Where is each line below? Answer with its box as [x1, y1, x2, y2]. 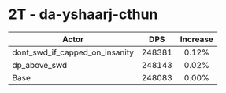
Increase [180, 34, 214, 45]
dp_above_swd [12, 59, 68, 70]
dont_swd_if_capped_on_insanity [12, 47, 134, 58]
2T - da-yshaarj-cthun [8, 5, 158, 23]
